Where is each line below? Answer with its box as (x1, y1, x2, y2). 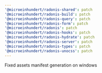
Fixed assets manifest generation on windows (4, 62, 98, 68)
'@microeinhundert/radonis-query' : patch (4, 16, 91, 21)
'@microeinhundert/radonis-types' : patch (4, 44, 91, 49)
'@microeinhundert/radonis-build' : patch (4, 12, 91, 17)
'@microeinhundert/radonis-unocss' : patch (4, 48, 93, 53)
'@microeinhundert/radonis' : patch (4, 26, 77, 31)
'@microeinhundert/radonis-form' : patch (4, 21, 89, 26)
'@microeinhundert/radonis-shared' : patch (4, 7, 93, 12)
